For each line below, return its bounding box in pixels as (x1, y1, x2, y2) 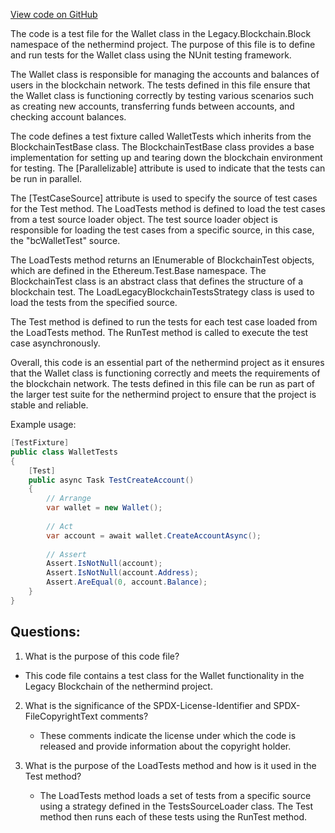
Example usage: (10, 419, 77, 430)
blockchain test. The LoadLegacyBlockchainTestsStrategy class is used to (10, 286, 315, 298)
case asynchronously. (10, 337, 101, 349)
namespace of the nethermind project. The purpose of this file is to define (10, 39, 316, 50)
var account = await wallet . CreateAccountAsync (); (46, 530, 262, 541)
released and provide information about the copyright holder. (39, 740, 292, 752)
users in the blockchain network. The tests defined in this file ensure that (10, 79, 311, 91)
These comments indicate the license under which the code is (39, 729, 297, 741)
